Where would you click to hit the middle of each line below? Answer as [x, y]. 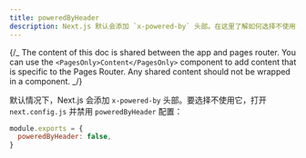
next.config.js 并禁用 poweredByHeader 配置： [96, 111]
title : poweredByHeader [55, 18]
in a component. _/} [46, 81]
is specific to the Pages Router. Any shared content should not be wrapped [150, 71]
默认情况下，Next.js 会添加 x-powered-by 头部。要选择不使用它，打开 [138, 100]
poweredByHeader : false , [65, 137]
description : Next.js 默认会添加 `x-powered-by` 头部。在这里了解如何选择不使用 [153, 26]
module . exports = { [46, 128]
